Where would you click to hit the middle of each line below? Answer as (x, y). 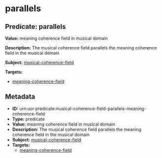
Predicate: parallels (36, 27)
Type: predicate (28, 119)
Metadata (20, 97)
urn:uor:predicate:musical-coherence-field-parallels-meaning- (83, 109)
